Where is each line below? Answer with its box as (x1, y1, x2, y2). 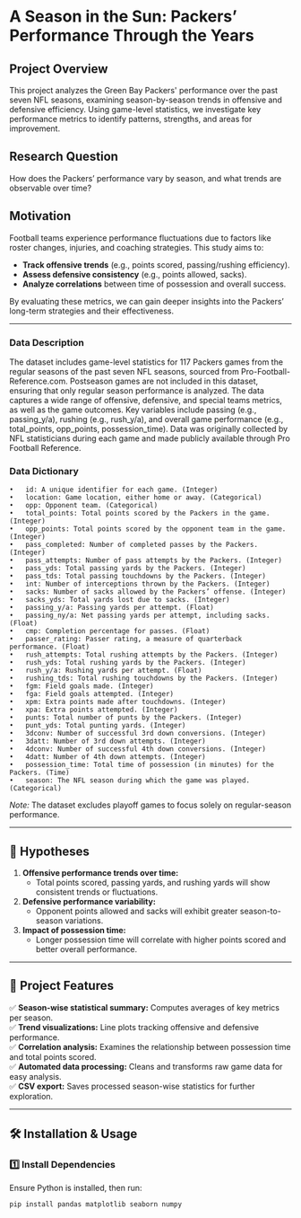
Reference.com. (9, 375, 69, 386)
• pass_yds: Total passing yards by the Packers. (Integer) (9, 564, 246, 573)
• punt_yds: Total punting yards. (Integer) (9, 721, 186, 730)
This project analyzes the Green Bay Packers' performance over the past (9, 85, 279, 95)
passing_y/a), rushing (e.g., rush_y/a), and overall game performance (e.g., (9, 413, 284, 424)
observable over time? (9, 182, 92, 193)
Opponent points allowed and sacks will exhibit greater (35, 905, 238, 917)
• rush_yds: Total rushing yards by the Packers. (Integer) (9, 658, 246, 667)
